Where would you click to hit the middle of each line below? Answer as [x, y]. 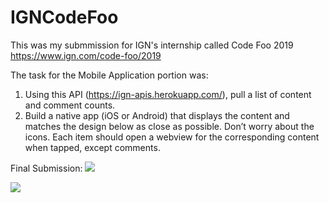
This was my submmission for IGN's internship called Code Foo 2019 [152, 45]
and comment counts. [70, 105]
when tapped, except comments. [92, 147]
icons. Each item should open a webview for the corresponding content [172, 137]
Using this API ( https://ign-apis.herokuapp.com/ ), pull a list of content [168, 94]
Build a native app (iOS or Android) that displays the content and [157, 115]
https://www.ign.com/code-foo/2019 [86, 55]
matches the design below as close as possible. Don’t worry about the [169, 126]
